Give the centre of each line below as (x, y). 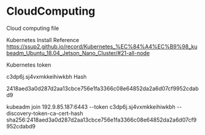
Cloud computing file (33, 28)
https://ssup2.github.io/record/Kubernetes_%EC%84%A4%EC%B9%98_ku (102, 46)
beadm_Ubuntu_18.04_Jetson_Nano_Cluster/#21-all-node (78, 53)
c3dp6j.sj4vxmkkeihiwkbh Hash (47, 76)
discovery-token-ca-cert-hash (45, 113)
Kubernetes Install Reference (43, 40)
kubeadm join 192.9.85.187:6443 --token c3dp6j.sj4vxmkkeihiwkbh (91, 107)
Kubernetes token (29, 65)
